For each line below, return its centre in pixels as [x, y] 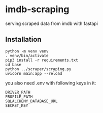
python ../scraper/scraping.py [38, 69]
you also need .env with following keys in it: [51, 83]
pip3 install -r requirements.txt [42, 60]
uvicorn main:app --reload [34, 73]
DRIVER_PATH [18, 92]
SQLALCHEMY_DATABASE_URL [31, 101]
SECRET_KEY [17, 105]
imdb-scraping [37, 9]
